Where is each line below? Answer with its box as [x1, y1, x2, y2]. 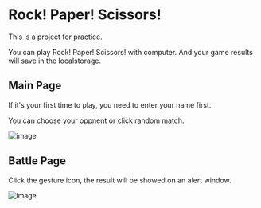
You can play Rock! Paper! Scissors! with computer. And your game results [8, 47, 253, 57]
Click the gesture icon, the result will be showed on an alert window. [8, 175, 232, 185]
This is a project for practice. [8, 32, 103, 41]
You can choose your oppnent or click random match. [8, 116, 185, 125]
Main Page [8, 79, 62, 92]
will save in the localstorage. [8, 56, 102, 65]
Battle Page [8, 154, 66, 168]
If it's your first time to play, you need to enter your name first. [8, 100, 212, 109]
